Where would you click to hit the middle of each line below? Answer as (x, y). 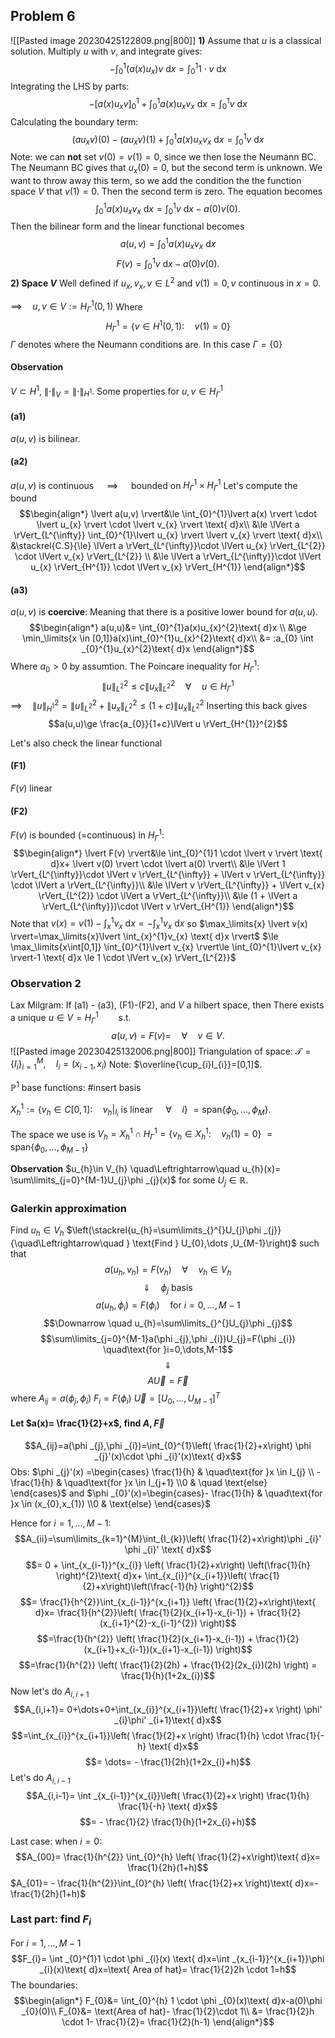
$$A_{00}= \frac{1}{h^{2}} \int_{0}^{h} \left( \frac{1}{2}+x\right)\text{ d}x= (168, 1856)
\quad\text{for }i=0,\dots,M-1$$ (168, 1350)
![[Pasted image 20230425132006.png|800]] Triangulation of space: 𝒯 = (161, 1051)
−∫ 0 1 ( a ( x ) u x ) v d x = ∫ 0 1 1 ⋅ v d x (168, 68)
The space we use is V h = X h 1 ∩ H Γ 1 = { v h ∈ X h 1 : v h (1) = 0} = (141, 1134)
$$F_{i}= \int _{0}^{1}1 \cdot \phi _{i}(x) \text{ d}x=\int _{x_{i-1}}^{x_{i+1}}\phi (168, 1959)
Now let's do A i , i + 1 (50, 1692)
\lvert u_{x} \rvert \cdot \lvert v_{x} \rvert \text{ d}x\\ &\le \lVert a (168, 525)
